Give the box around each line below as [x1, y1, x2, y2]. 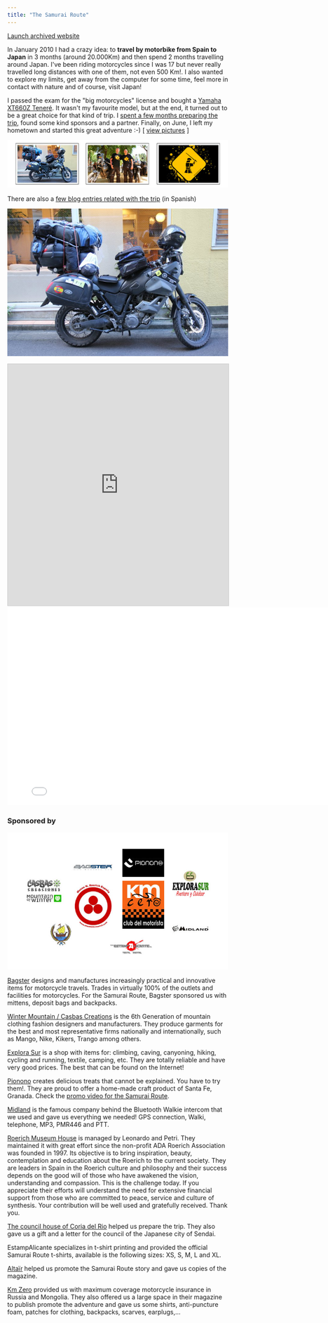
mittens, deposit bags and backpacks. [7, 998, 118, 1007]
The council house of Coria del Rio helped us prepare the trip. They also [7, 1222, 216, 1230]
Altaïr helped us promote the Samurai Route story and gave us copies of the [7, 1264, 226, 1272]
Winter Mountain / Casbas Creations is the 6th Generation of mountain [7, 1012, 211, 1020]
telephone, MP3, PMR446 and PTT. [7, 1120, 110, 1128]
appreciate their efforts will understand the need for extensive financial [7, 1186, 212, 1194]
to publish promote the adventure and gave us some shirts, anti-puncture [7, 1300, 219, 1308]
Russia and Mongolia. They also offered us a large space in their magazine [7, 1293, 223, 1301]
